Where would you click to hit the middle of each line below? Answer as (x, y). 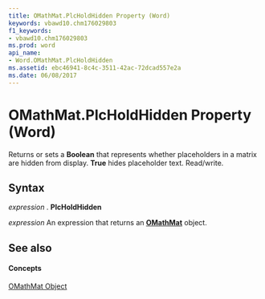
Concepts (25, 269)
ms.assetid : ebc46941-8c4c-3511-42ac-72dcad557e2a (95, 68)
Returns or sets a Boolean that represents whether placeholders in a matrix (132, 154)
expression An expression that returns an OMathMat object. (108, 223)
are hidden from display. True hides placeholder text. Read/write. (116, 163)
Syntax (26, 188)
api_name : (25, 53)
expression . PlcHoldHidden (55, 207)
